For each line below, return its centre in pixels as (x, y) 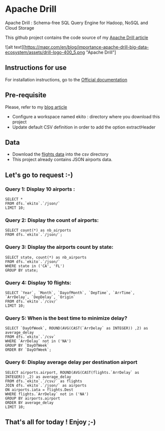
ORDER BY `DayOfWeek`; (28, 350)
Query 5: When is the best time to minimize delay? (66, 318)
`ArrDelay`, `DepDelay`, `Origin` (41, 297)
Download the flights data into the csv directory (60, 154)
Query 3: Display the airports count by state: (59, 247)
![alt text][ (15, 47)
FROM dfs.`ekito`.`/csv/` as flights (44, 381)
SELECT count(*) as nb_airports (38, 231)
